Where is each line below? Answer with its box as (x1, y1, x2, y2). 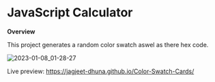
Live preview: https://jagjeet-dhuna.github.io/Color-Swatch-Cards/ (7, 67, 195, 75)
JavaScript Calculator (7, 5, 133, 20)
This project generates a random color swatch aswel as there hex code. (7, 40, 209, 49)
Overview (7, 27, 35, 36)
